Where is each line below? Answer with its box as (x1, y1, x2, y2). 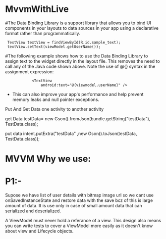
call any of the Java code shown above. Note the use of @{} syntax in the (5, 63, 156, 69)
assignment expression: (5, 68, 54, 75)
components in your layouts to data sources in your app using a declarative (5, 25, 159, 31)
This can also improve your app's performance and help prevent (12, 91, 144, 97)
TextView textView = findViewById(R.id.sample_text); (7, 40, 121, 45)
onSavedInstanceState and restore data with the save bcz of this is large (5, 197, 153, 203)
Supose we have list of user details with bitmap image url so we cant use (5, 192, 154, 198)
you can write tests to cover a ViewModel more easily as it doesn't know (5, 223, 153, 229)
